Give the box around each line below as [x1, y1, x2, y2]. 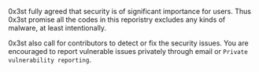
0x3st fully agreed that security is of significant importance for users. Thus [8, 7, 252, 16]
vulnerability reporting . [8, 55, 92, 64]
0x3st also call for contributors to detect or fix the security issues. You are [8, 38, 250, 48]
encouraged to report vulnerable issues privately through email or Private [8, 47, 248, 56]
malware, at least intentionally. [8, 23, 107, 32]
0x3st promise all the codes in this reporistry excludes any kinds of [8, 15, 226, 24]
